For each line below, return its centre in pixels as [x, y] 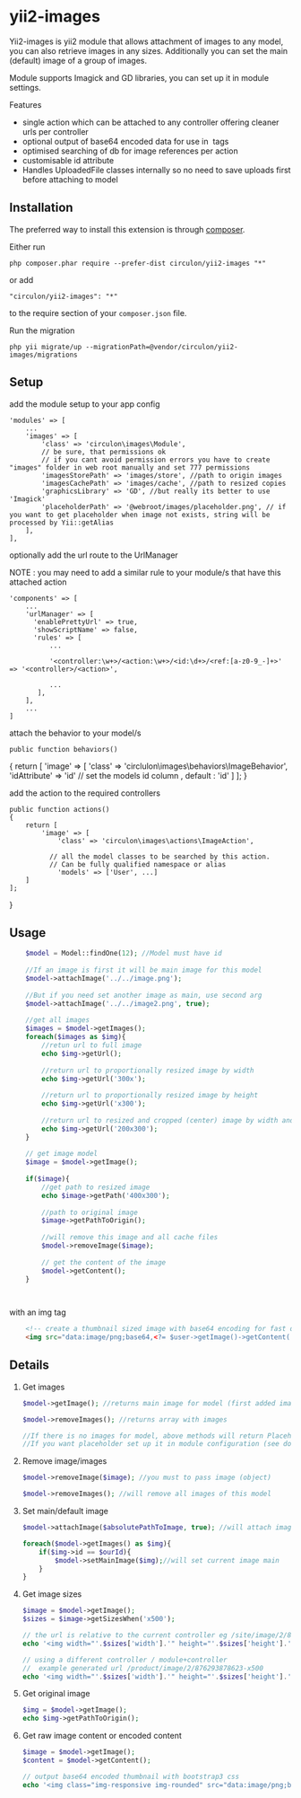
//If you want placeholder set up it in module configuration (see [150, 1444]
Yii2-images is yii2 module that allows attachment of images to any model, [146, 41]
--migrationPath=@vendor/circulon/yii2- [162, 347]
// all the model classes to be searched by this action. [159, 856]
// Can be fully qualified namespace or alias [138, 864]
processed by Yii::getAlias [62, 523]
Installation [41, 208]
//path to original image [90, 1212]
